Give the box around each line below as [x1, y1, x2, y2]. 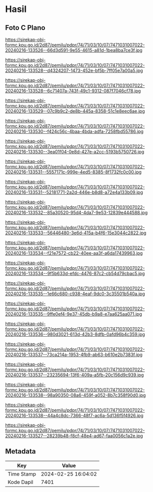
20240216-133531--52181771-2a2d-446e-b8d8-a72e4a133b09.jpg [5, 189, 143, 195]
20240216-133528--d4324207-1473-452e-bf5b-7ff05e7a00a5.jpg [5, 67, 143, 73]
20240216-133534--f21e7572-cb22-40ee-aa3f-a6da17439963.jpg [5, 250, 143, 256]
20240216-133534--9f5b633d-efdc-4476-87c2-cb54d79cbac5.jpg [5, 271, 145, 276]
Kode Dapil [7, 479, 33, 486]
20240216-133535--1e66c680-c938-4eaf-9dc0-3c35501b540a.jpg [5, 291, 145, 297]
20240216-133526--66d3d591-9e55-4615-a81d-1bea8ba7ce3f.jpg [5, 47, 142, 53]
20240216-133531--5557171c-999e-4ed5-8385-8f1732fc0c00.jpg [5, 169, 141, 175]
